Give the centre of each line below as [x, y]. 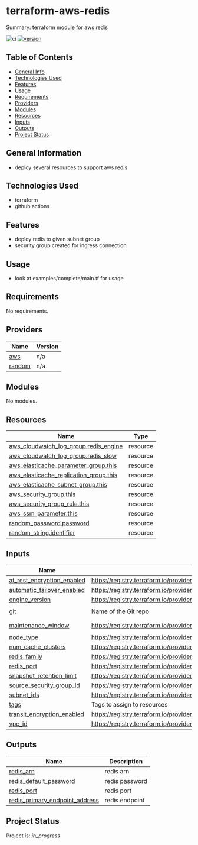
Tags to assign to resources [129, 705]
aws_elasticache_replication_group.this [63, 475]
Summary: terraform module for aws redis [57, 27]
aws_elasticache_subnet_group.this [58, 485]
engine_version [30, 600]
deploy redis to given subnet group [57, 239]
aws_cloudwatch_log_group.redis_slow [63, 456]
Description [126, 761]
